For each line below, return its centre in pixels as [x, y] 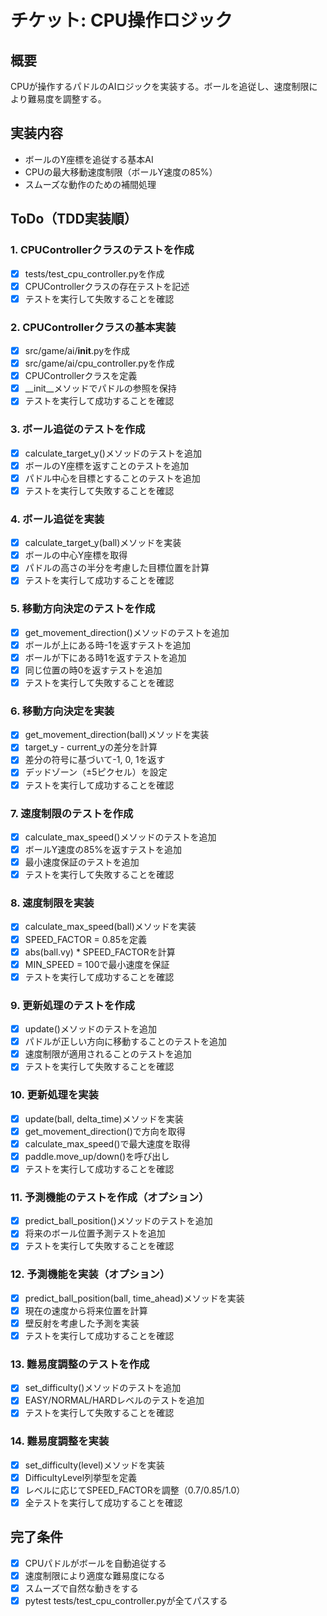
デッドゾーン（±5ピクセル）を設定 [96, 772]
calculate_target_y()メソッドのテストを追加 [113, 453]
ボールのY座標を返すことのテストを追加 [107, 465]
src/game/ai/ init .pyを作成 [77, 350]
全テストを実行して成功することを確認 [103, 1502]
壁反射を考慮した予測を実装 [82, 1323]
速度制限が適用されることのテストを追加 [108, 1054]
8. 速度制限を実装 [52, 903]
